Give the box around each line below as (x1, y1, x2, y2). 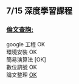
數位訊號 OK (6, 63, 38, 71)
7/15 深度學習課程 (6, 5, 73, 16)
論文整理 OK (6, 71, 38, 78)
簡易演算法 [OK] (6, 55, 47, 63)
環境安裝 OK (6, 48, 38, 55)
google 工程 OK (6, 40, 46, 47)
